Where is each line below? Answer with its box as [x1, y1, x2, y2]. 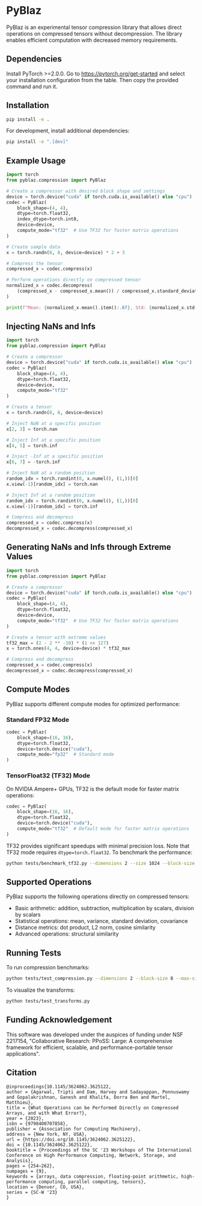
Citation [6, 1068, 37, 1078]
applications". [6, 1050, 40, 1057]
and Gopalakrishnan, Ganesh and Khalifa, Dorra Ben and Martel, [6, 1094, 171, 1100]
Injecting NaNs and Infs [6, 321, 96, 332]
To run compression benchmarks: [6, 964, 90, 971]
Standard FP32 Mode [6, 715, 69, 724]
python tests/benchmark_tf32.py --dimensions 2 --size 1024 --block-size [6, 860, 195, 866]
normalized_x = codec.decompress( [6, 282, 93, 289]
